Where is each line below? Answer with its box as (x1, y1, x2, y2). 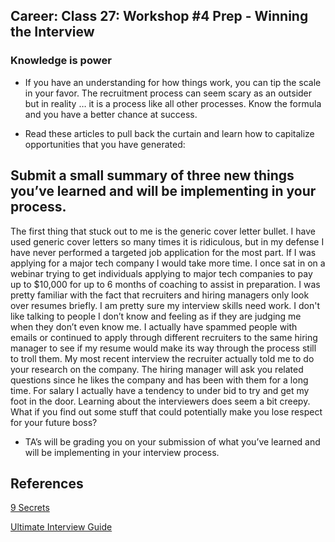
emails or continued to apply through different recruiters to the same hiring (10, 331, 318, 343)
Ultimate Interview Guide (10, 521, 113, 533)
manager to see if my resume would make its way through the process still (10, 342, 317, 354)
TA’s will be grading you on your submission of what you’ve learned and (24, 435, 321, 448)
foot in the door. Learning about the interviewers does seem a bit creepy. (10, 395, 311, 407)
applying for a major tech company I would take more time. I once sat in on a (10, 257, 326, 269)
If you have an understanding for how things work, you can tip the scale (24, 76, 322, 88)
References (10, 475, 84, 492)
